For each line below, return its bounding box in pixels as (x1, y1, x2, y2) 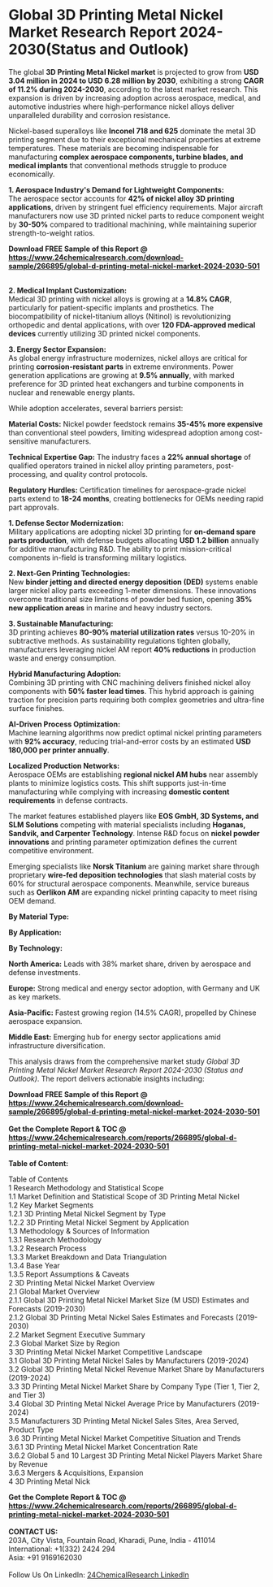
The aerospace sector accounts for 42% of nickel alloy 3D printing (8, 193, 235, 203)
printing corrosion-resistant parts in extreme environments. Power (8, 362, 234, 371)
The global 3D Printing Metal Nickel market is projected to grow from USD (8, 67, 259, 76)
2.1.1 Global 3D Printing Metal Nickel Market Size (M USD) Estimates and (8, 1294, 249, 1305)
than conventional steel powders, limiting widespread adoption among (8, 427, 244, 437)
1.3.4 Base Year (8, 1260, 61, 1270)
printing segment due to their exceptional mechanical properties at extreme (8, 134, 262, 144)
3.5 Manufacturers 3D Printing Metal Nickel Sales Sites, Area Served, (8, 1416, 240, 1425)
